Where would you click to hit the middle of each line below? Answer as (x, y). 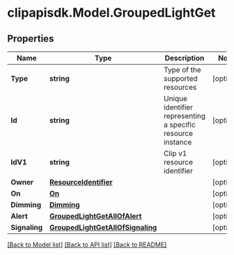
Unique (175, 99)
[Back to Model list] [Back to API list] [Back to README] (87, 245)
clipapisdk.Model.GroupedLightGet (111, 13)
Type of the (182, 70)
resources (180, 87)
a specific (180, 125)
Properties (31, 39)
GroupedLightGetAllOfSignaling (103, 227)
